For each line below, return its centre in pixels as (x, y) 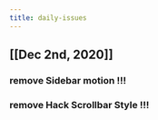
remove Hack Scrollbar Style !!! (79, 105)
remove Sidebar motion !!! (68, 80)
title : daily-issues (49, 18)
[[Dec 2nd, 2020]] (61, 55)
